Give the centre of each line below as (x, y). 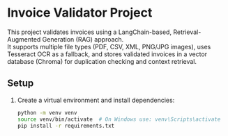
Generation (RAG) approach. (83, 39)
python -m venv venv (47, 112)
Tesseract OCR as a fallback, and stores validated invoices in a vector (107, 54)
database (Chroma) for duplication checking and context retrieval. (102, 61)
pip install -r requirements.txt (66, 126)
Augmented (24, 39)
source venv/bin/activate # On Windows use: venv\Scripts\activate (119, 119)
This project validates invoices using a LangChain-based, (90, 32)
